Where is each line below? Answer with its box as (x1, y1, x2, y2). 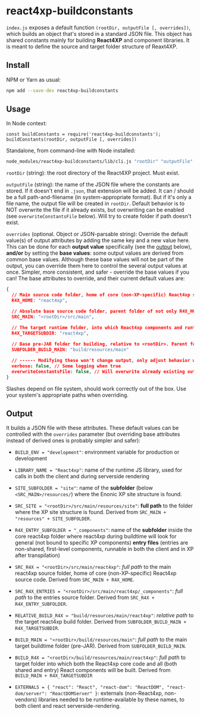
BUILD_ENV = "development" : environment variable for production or (14, 448, 180, 456)
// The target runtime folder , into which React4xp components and (11, 324, 183, 330)
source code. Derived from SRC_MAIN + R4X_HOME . (14, 576, 135, 583)
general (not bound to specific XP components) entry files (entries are (14, 539, 189, 546)
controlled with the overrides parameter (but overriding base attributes (6, 431, 180, 438)
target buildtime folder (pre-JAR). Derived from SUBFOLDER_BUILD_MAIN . (14, 642, 186, 649)
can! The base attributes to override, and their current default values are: (6, 275, 185, 282)
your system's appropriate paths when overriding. (6, 391, 129, 398)
